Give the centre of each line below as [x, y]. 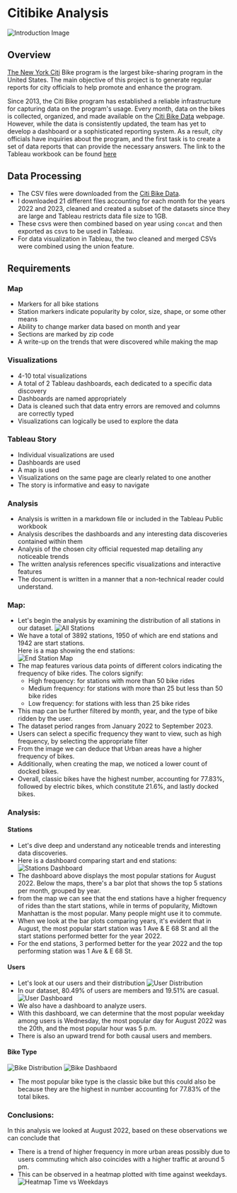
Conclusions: [31, 1115]
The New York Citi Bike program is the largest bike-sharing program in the [115, 72]
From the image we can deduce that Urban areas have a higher [110, 749]
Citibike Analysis [58, 13]
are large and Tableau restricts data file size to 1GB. [92, 216]
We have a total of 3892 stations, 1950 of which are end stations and [117, 636]
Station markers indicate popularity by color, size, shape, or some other [122, 312]
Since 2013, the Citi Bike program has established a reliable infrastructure [114, 101]
